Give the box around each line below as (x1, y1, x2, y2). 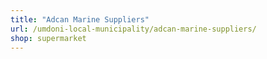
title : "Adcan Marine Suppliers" (10, 14, 150, 25)
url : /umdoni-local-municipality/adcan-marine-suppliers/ (10, 24, 257, 34)
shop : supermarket (10, 33, 87, 43)
